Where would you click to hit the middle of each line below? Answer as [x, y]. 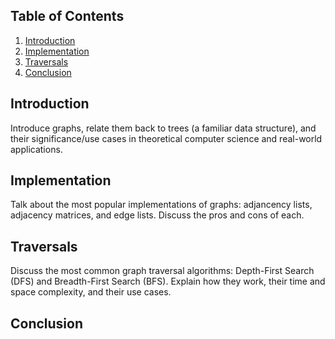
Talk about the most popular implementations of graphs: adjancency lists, [161, 205]
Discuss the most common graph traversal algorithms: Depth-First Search [162, 271]
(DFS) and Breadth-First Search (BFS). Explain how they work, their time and [168, 281]
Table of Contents [67, 16]
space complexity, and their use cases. [91, 292]
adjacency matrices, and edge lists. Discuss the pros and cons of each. [157, 215]
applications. [36, 149]
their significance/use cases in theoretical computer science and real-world [166, 138]
